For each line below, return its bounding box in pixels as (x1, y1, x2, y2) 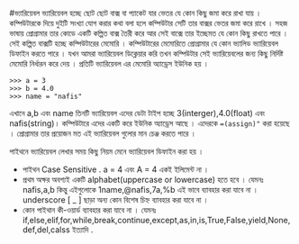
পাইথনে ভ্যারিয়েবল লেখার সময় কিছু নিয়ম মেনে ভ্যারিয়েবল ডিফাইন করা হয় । (9, 146, 204, 157)
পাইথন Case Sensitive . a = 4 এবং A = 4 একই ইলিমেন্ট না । (22, 164, 210, 175)
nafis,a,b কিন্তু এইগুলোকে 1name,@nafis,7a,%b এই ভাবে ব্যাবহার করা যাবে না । (22, 185, 258, 194)
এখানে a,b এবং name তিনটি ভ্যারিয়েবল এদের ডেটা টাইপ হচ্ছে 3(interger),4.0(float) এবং (9, 108, 266, 118)
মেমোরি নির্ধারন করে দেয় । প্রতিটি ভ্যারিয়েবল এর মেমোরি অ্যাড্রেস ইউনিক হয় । (9, 59, 209, 68)
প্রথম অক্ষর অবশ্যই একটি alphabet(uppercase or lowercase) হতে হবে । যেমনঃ (22, 175, 264, 185)
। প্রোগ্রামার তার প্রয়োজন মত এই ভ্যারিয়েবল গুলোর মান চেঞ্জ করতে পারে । (9, 128, 196, 139)
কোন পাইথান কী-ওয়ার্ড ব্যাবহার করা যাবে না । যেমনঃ (22, 204, 157, 215)
